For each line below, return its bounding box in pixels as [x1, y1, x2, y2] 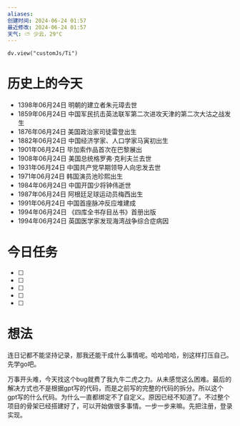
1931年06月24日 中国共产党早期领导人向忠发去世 [17, 163, 161, 172]
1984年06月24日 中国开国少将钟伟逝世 [17, 181, 131, 190]
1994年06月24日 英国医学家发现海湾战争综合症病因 [17, 217, 169, 225]
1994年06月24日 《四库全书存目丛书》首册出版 [17, 208, 156, 216]
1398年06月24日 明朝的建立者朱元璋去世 [17, 101, 138, 109]
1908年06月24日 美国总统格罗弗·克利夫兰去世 [17, 154, 152, 163]
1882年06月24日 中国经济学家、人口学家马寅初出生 [17, 136, 169, 145]
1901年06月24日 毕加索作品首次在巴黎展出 [17, 146, 143, 154]
